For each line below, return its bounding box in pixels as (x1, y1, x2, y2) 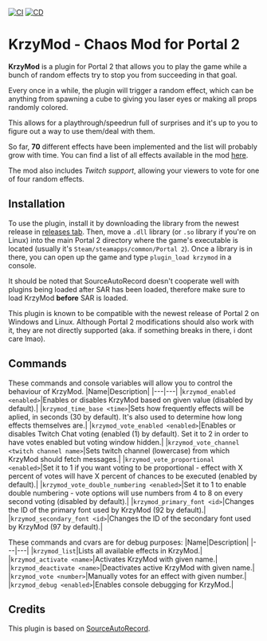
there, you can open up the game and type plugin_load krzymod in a (8, 252, 232, 262)
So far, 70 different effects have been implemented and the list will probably (8, 142, 257, 151)
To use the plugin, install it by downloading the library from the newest (8, 218, 239, 228)
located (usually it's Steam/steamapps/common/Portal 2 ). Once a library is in (8, 244, 253, 253)
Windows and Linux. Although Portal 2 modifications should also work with (8, 317, 254, 326)
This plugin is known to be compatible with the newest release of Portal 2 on (8, 308, 260, 318)
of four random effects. (8, 174, 85, 183)
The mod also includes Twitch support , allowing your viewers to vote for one (8, 166, 260, 175)
